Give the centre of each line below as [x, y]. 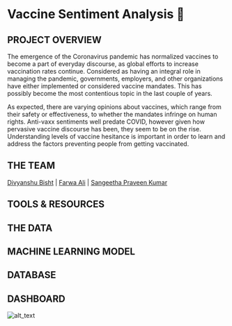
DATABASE [32, 275]
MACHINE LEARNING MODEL [71, 251]
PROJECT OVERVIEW [55, 40]
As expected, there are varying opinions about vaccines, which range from [114, 107]
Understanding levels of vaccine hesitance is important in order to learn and [116, 136]
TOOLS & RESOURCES [56, 204]
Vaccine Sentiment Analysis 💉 [96, 14]
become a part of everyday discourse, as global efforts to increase [103, 64]
